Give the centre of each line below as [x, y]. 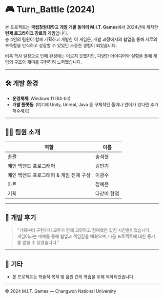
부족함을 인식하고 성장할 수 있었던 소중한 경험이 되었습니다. [61, 45]
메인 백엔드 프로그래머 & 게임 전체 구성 [49, 175]
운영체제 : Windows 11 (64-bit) [41, 98]
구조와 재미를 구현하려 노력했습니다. [48, 62]
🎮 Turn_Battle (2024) [50, 10]
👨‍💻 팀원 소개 [23, 132]
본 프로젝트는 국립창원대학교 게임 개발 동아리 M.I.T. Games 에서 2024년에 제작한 [82, 27]
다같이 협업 [107, 193]
